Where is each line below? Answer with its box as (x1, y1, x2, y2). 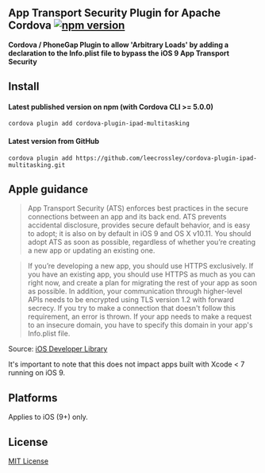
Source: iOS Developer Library (8, 344, 108, 354)
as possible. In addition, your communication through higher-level (27, 286, 243, 297)
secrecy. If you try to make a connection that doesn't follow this (27, 304, 236, 313)
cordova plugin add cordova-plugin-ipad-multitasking (8, 119, 190, 128)
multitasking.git (8, 161, 66, 169)
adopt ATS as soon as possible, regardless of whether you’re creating (27, 238, 256, 247)
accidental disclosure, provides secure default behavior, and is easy (27, 220, 251, 230)
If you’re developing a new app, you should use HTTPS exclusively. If (27, 262, 254, 271)
